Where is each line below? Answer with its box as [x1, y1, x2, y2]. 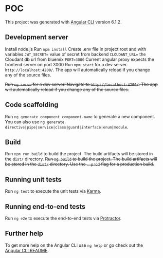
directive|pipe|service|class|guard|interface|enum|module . [5, 124, 128, 129]
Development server [5, 33, 69, 41]
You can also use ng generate [5, 119, 65, 125]
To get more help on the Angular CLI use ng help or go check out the [5, 242, 143, 248]
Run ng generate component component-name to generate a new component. [5, 113, 156, 119]
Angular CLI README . [5, 247, 49, 253]
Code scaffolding [5, 101, 58, 109]
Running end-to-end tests [5, 203, 86, 211]
